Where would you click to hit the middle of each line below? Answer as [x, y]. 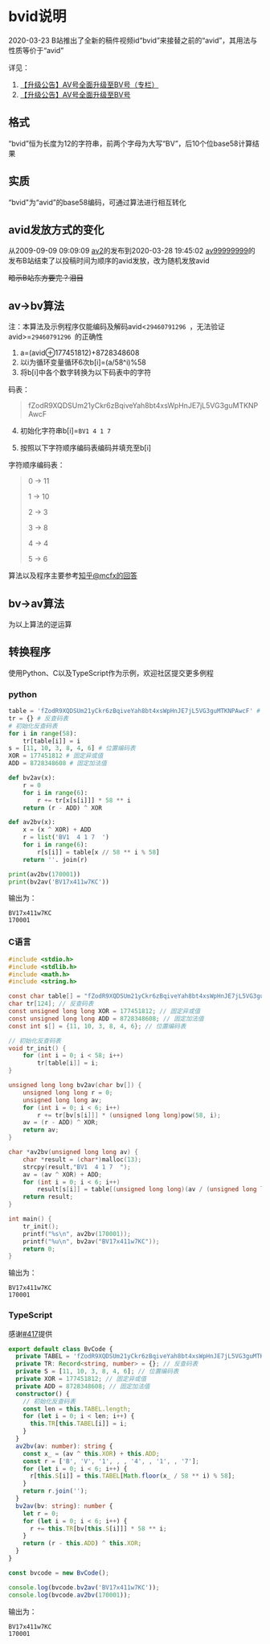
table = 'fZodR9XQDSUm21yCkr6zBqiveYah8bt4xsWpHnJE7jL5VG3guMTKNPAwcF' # [135, 711]
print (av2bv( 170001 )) [45, 874]
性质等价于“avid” [36, 50]
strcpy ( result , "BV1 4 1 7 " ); [77, 1167]
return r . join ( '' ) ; [55, 1491]
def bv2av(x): [32, 778]
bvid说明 [37, 16]
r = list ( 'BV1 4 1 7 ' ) [66, 838]
